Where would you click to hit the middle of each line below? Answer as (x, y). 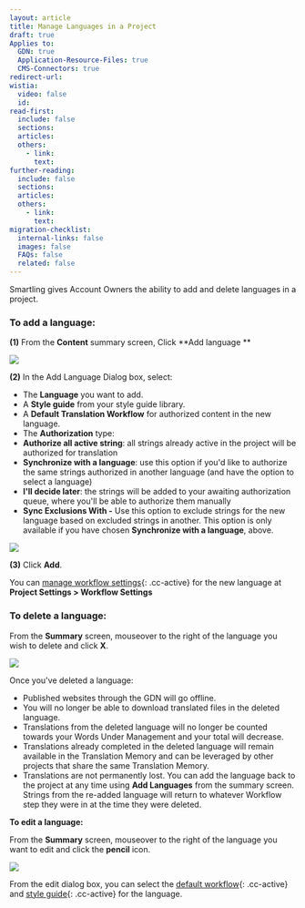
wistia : (24, 86)
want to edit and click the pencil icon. (80, 849)
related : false (46, 264)
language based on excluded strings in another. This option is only (147, 521)
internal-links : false (61, 238)
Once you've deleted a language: (71, 680)
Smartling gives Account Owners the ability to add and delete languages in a (153, 289)
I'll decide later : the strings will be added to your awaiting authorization (157, 492)
